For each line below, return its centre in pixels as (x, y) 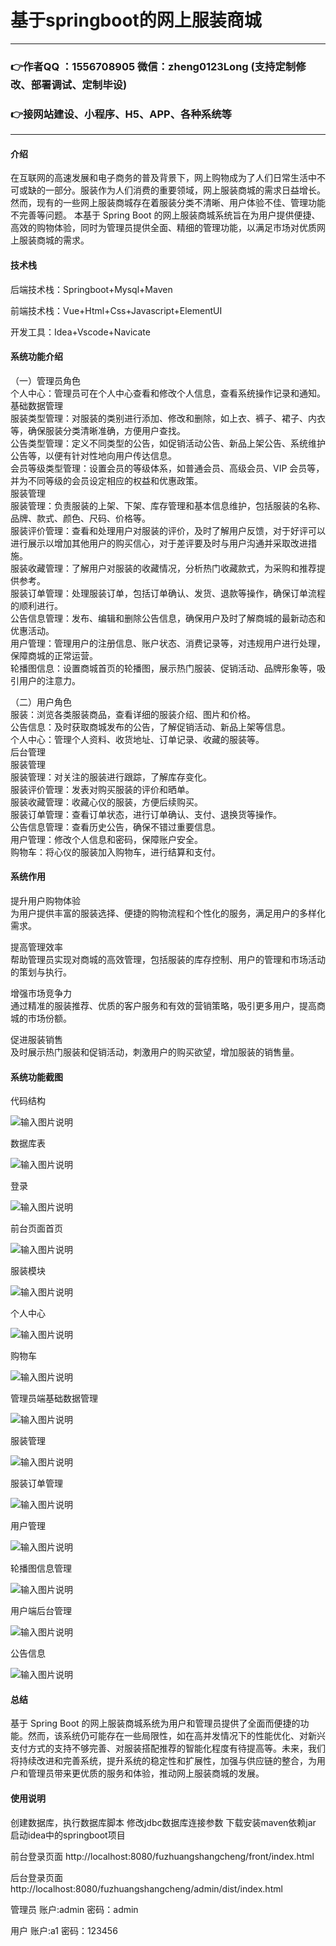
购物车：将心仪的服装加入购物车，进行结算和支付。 (115, 852)
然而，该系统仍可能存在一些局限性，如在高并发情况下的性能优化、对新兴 (176, 1736)
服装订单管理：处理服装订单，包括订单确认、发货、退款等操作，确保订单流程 (168, 593)
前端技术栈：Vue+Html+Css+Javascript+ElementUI (116, 310)
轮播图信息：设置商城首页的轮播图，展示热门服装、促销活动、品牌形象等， (163, 668)
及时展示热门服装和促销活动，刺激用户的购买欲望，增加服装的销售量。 (155, 1052)
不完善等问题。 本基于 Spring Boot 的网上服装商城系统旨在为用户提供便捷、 (165, 215)
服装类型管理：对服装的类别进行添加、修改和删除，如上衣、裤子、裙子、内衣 (168, 418)
